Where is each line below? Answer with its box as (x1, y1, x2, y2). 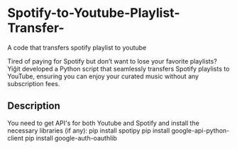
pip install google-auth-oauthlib (24, 133, 117, 142)
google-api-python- (171, 126, 230, 135)
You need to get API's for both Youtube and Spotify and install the (7, 119, 200, 127)
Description (7, 100, 60, 112)
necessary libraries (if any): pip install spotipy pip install (7, 126, 170, 135)
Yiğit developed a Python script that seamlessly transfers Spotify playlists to (7, 64, 230, 73)
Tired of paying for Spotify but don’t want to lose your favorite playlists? (7, 56, 218, 65)
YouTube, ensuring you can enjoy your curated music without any (7, 72, 199, 81)
